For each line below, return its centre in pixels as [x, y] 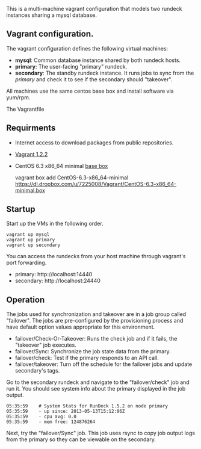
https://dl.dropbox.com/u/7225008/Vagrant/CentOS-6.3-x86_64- [96, 184]
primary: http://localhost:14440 [54, 274]
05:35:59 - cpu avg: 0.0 [42, 417]
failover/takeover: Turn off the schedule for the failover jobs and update [104, 364]
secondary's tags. [37, 371]
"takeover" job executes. [45, 345]
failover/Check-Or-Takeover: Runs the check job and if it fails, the [96, 339]
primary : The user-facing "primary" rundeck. [71, 66]
